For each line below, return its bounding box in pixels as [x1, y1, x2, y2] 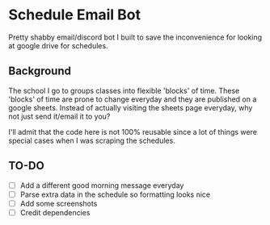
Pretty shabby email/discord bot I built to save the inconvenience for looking [8, 32, 263, 42]
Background [8, 65, 71, 78]
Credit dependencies [19, 207, 91, 217]
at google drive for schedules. [8, 40, 108, 50]
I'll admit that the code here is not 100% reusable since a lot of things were [8, 127, 257, 136]
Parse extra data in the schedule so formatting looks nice [19, 190, 211, 199]
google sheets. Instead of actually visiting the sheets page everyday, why [8, 102, 253, 112]
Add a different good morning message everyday [19, 180, 184, 190]
